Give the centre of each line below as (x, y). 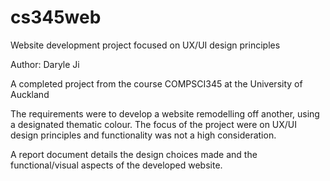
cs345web (56, 17)
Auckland (30, 94)
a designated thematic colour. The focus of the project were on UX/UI (154, 124)
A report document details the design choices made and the (134, 154)
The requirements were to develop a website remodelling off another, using (165, 113)
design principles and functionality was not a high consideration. (143, 135)
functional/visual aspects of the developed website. (116, 165)
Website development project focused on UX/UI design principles (145, 45)
